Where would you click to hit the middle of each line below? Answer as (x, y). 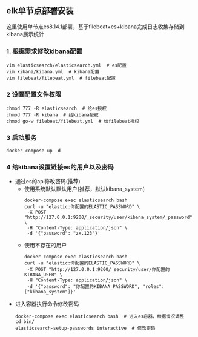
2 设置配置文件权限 (34, 94)
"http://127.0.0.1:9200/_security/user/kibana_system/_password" (108, 217)
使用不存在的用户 (45, 245)
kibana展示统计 (25, 34)
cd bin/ (25, 322)
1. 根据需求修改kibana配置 (45, 51)
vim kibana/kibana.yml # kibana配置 (53, 72)
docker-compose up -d (34, 151)
